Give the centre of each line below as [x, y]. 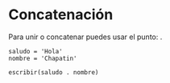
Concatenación [61, 15]
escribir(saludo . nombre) [54, 72]
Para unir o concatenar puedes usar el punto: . [85, 37]
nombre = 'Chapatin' [43, 58]
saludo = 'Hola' [35, 51]
